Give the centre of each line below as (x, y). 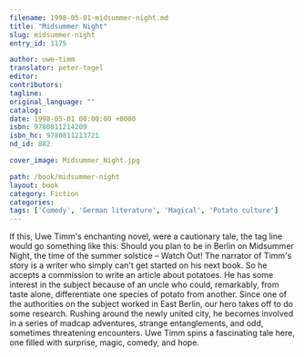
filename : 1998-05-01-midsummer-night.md (89, 18)
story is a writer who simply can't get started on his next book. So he (138, 265)
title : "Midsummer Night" (58, 26)
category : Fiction (44, 193)
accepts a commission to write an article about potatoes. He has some (142, 275)
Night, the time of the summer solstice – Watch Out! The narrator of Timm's (151, 256)
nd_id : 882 (30, 144)
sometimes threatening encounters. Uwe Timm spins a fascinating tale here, (152, 333)
